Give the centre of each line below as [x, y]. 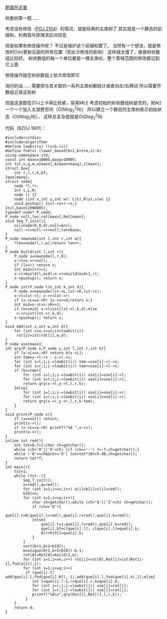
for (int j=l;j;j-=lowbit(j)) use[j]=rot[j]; [80, 586]
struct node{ [19, 181]
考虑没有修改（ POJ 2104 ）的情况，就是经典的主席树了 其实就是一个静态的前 [84, 29]
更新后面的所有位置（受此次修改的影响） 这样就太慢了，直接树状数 [92, 52]
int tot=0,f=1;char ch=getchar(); [50, 445]
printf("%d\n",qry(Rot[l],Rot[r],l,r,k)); [77, 594]
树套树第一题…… [22, 18]
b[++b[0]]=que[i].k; [62, 533]
